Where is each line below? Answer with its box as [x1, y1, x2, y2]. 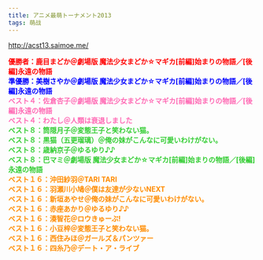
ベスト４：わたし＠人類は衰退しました [8, 115, 133, 125]
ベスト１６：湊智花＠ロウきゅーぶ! [8, 214, 121, 223]
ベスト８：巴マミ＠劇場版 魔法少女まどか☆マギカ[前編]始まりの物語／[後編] [8, 155, 256, 164]
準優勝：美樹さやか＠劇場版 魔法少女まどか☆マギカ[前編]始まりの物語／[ [8, 76, 246, 86]
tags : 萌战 [8, 19, 42, 27]
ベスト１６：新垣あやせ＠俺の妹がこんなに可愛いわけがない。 [8, 194, 209, 203]
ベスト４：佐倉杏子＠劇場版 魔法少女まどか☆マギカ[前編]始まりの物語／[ [8, 96, 246, 105]
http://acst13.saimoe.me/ [8, 40, 89, 49]
